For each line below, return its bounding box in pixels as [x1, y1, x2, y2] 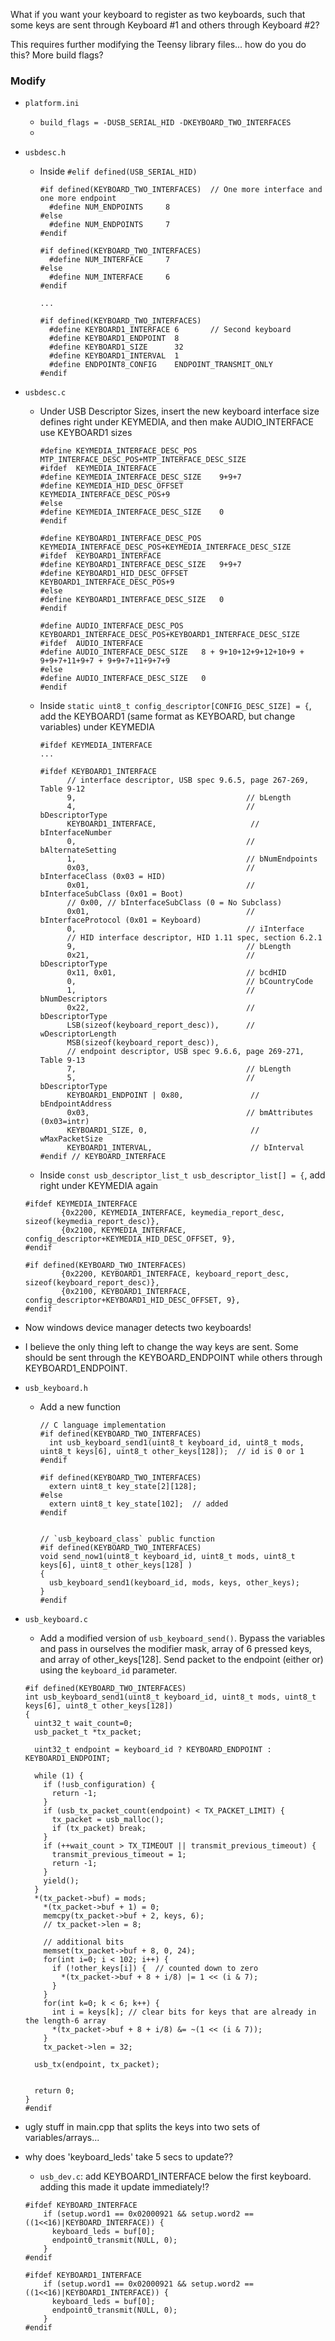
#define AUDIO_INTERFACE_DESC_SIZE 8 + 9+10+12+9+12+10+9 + [39, 647, 305, 658]
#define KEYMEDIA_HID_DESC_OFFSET [39, 481, 184, 491]
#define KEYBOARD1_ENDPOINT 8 [48, 334, 180, 344]
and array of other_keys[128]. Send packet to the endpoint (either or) [39, 1654, 324, 1666]
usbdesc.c [24, 388, 67, 398]
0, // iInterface [66, 924, 305, 934]
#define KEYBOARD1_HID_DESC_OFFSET [39, 569, 188, 579]
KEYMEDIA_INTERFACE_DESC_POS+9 [39, 490, 171, 500]
